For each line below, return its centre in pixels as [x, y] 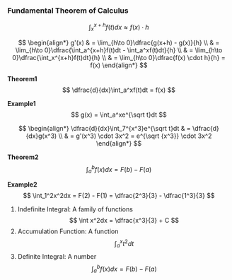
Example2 [22, 185]
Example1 [22, 103]
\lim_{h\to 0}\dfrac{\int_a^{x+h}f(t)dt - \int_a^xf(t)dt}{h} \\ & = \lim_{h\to [119, 50]
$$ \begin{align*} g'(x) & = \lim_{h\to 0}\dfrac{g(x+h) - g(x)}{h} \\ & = [119, 42]
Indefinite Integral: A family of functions [75, 209]
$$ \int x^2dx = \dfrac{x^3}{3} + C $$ [124, 221]
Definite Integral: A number [57, 256]
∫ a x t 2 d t [124, 244]
